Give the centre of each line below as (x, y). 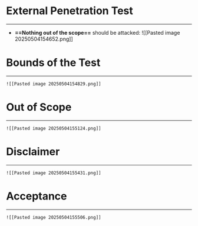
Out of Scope (39, 107)
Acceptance (37, 196)
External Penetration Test (70, 11)
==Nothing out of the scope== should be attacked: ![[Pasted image (97, 32)
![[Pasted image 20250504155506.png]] (54, 217)
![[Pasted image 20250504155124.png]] (54, 128)
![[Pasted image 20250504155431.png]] (54, 173)
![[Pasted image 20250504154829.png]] (54, 84)
